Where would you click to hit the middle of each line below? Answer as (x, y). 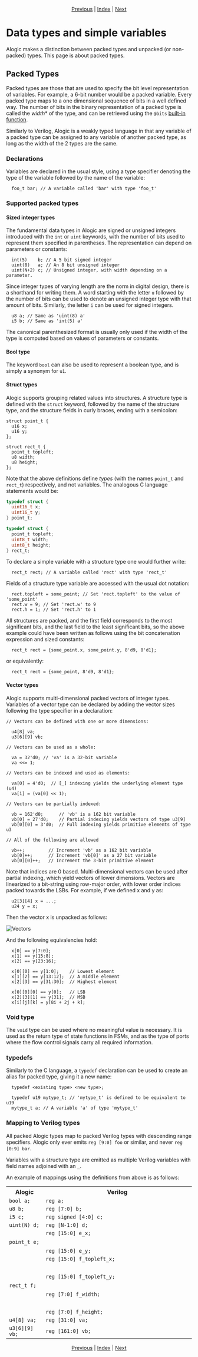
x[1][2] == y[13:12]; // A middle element (65, 977)
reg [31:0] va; (67, 1320)
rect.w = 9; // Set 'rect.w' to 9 (54, 605)
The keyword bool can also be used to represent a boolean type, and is (93, 365)
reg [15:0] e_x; (68, 1233)
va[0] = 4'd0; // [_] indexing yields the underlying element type (97, 783)
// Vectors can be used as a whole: (51, 747)
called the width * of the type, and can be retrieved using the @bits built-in (96, 113)
